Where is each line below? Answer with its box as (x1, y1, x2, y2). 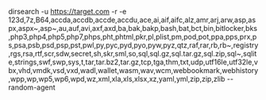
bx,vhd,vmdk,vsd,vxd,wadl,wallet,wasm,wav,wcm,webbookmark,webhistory (8, 66, 259, 75)
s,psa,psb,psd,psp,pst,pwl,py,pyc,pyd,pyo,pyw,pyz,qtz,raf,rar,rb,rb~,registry (8, 40, 259, 50)
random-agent (8, 83, 56, 92)
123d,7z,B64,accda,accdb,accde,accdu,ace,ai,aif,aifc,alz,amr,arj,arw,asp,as (8, 15, 256, 25)
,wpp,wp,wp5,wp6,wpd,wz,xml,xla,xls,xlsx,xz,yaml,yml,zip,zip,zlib (8, 75, 226, 83)
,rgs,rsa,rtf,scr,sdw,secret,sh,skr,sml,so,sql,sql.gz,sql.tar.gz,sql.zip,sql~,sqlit (8, 49, 257, 58)
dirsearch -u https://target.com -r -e (8, 7, 127, 16)
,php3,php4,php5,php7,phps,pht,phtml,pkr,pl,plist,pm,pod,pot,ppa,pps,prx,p (8, 32, 257, 41)
